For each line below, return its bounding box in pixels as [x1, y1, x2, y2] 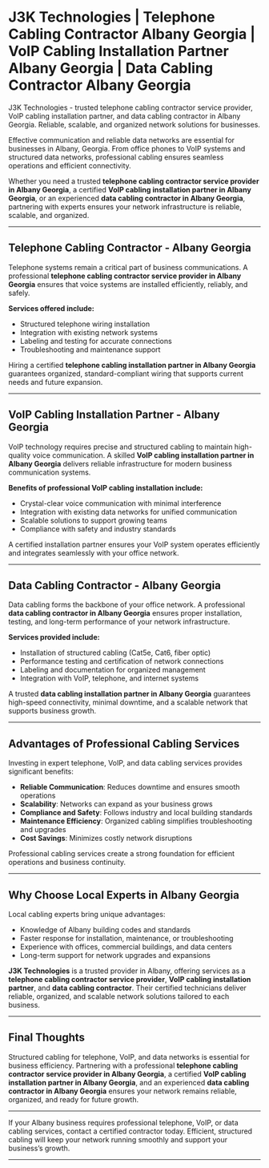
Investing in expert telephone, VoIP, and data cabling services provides [8, 758, 243, 768]
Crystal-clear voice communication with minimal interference [19, 498, 222, 508]
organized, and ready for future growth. [8, 1094, 139, 1104]
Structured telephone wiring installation [19, 319, 151, 329]
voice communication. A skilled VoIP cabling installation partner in [32, 450, 255, 460]
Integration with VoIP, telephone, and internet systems [19, 673, 199, 683]
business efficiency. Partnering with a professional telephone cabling [8, 1061, 239, 1070]
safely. [8, 288, 30, 297]
